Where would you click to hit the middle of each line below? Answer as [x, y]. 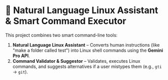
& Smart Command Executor [66, 21]
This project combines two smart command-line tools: [61, 35]
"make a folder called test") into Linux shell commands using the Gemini [88, 50]
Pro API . [21, 56]
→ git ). [20, 72]
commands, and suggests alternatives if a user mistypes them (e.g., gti [87, 66]
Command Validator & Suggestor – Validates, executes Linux [76, 61]
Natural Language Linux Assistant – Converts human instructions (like [86, 45]
